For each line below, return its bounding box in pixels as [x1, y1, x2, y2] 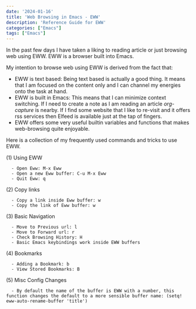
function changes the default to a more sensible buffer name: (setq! [6, 293, 183, 299]
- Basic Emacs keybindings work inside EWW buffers [11, 240, 141, 246]
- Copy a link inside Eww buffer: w [11, 198, 101, 203]
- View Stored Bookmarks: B [11, 266, 80, 273]
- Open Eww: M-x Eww [11, 165, 62, 172]
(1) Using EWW [6, 154, 43, 161]
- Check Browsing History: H [11, 235, 83, 240]
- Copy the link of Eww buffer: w [11, 203, 96, 209]
